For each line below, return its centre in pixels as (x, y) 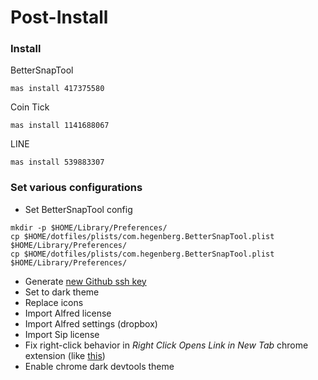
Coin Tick (30, 107)
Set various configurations (76, 188)
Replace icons (54, 302)
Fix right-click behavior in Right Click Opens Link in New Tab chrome (166, 345)
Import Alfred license (68, 313)
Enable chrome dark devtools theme (99, 366)
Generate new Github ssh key (85, 281)
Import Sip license (62, 334)
